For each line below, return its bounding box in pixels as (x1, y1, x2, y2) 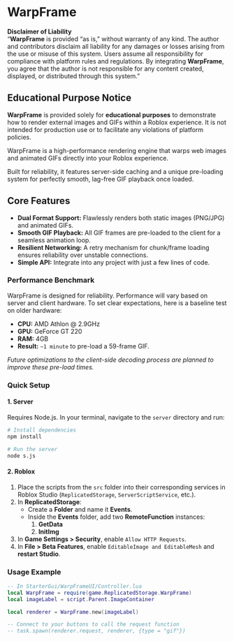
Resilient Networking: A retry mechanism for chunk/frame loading (17, 243, 210, 251)
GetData (38, 520, 63, 528)
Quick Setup (7, 380, 50, 390)
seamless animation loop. (17, 235, 91, 244)
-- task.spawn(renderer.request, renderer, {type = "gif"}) (7, 628, 187, 635)
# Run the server (7, 445, 58, 452)
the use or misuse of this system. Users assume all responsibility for (7, 50, 204, 58)
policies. (7, 133, 31, 141)
